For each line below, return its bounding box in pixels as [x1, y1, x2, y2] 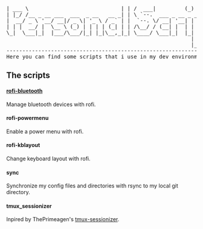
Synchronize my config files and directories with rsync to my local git [6, 182, 178, 189]
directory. [6, 189, 30, 196]
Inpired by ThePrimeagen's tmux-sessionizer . [6, 216, 120, 223]
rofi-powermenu [6, 114, 49, 122]
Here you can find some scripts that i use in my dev [6, 54, 169, 60]
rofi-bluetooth [6, 87, 43, 94]
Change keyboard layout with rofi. [6, 155, 91, 162]
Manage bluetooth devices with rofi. [6, 101, 96, 108]
